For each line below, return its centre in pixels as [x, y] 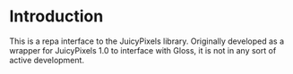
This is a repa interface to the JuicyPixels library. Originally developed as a [147, 41]
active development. [47, 60]
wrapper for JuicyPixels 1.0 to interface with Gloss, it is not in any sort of [143, 50]
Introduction [56, 16]
